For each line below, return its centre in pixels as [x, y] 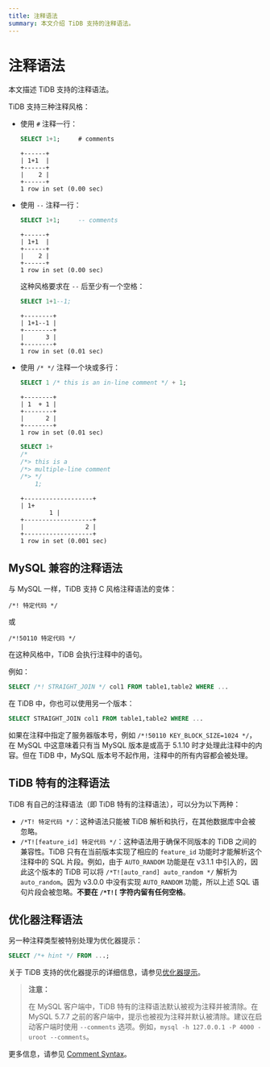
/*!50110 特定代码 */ [42, 638]
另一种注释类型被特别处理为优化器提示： [75, 940]
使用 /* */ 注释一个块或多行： [70, 367]
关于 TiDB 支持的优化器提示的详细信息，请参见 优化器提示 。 [107, 973]
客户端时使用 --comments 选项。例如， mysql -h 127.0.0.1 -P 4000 [145, 1027]
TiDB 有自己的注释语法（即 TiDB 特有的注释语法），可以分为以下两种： [125, 804]
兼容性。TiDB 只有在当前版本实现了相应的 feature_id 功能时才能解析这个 [141, 852]
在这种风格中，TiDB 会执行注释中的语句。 [77, 654]
